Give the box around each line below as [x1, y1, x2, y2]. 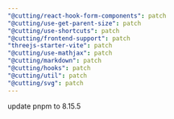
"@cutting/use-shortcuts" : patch [7, 27, 120, 35]
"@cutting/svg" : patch [7, 79, 84, 87]
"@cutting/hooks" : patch [7, 64, 91, 72]
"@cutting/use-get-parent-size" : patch [7, 19, 142, 27]
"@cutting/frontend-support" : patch [7, 34, 130, 43]
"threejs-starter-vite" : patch [7, 42, 113, 50]
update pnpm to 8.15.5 [7, 101, 81, 111]
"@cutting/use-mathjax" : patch [7, 49, 113, 57]
